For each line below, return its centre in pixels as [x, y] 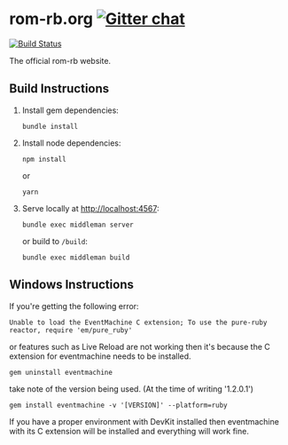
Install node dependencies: [71, 143]
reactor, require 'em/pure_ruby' [71, 330]
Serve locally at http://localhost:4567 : [90, 208]
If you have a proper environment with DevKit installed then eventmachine [144, 421]
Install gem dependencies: [70, 110]
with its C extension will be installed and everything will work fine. [129, 431]
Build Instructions [59, 89]
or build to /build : [55, 241]
